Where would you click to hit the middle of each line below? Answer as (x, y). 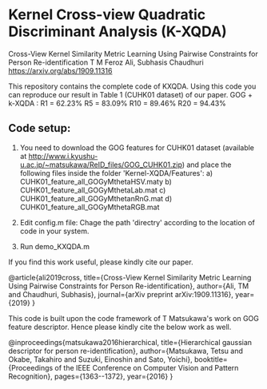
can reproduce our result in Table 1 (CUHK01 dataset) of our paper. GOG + (131, 94)
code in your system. (54, 231)
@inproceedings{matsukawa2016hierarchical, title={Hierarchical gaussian (130, 342)
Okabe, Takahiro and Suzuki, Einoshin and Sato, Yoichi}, (101, 359)
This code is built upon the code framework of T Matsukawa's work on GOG (134, 318)
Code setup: (40, 128)
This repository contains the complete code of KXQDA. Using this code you (132, 86)
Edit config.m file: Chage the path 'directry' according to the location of (137, 222)
